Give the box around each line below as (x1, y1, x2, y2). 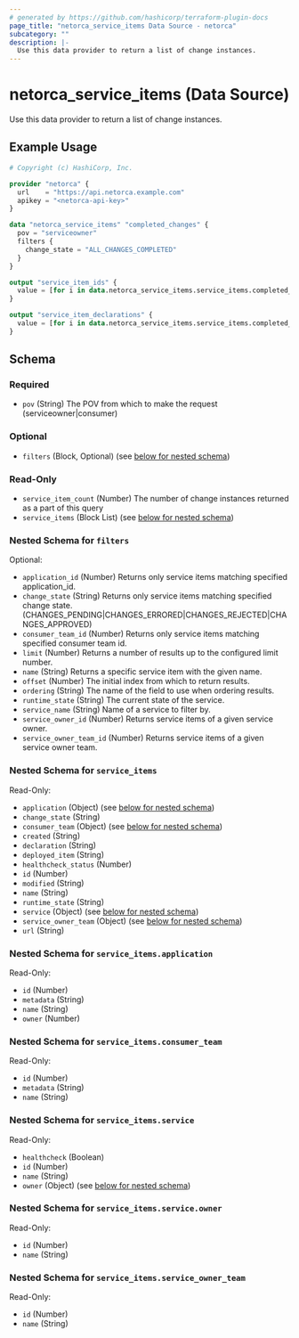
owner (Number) (21, 1013, 80, 1024)
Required (9, 379, 50, 391)
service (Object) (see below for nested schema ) (21, 906, 199, 917)
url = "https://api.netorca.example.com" (17, 188, 185, 197)
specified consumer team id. (21, 638, 127, 649)
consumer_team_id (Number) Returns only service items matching (21, 629, 260, 640)
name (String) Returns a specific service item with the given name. (21, 666, 263, 677)
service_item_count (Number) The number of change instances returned (21, 494, 289, 504)
